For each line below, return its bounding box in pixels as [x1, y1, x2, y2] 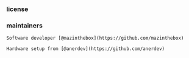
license [6, 5, 29, 13]
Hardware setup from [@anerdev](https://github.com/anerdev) [6, 46, 165, 52]
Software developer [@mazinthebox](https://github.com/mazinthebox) [6, 35, 184, 42]
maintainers [6, 21, 43, 29]
